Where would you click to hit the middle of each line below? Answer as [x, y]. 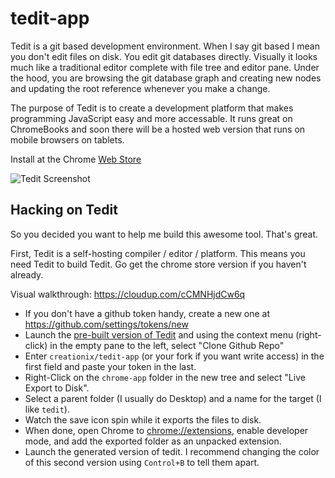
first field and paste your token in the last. [110, 366]
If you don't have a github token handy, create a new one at [147, 313]
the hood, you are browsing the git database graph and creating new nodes [166, 78]
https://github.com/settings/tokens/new [106, 324]
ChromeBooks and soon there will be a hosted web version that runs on [158, 129]
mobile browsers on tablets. [67, 139]
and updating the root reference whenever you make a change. [140, 88]
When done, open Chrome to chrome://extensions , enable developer [166, 430]
